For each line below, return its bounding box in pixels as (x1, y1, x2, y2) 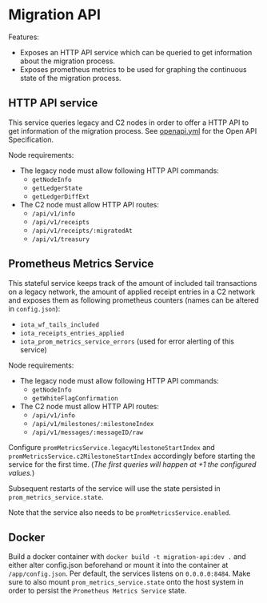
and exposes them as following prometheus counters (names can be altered (8, 295, 260, 305)
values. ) (8, 468, 35, 477)
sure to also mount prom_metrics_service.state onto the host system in (8, 577, 244, 587)
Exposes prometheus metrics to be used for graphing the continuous (19, 64, 248, 74)
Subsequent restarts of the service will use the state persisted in (8, 483, 221, 493)
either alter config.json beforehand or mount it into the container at (8, 561, 229, 570)
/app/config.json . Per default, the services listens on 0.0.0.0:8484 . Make (8, 569, 251, 578)
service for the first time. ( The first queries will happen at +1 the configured (8, 459, 257, 469)
